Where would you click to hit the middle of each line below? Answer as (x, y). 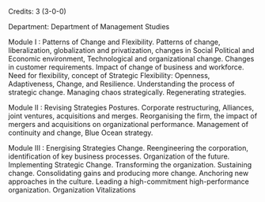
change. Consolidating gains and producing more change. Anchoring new (129, 173)
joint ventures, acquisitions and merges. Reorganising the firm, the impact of (133, 116)
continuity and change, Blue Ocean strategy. (81, 133)
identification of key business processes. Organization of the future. (119, 156)
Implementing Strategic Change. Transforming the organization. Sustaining (130, 165)
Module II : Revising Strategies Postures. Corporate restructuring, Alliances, (131, 107)
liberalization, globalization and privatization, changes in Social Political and (131, 50)
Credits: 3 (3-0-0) (38, 11)
